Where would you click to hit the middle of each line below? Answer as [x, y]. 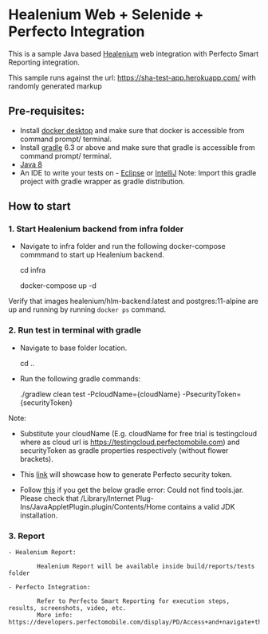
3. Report [27, 536]
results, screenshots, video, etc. [67, 608]
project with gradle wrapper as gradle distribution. [102, 181]
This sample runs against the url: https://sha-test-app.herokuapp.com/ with [132, 77]
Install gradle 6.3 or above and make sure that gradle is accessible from [137, 147]
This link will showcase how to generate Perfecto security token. [126, 474]
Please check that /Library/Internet [77, 498]
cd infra [33, 270]
